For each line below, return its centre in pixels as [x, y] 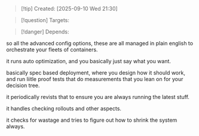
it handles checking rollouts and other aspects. [64, 109]
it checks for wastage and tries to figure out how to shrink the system [92, 120]
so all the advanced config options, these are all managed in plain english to [99, 43]
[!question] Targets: [45, 20]
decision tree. [23, 85]
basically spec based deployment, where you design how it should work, [96, 73]
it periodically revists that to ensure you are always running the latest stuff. [98, 97]
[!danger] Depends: [45, 32]
